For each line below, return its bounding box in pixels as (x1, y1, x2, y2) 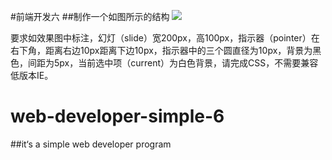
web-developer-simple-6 (10, 105, 225, 128)
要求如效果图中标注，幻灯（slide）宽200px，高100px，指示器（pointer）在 (10, 32, 320, 44)
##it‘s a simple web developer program (10, 138, 172, 150)
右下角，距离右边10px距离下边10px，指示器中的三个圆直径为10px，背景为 (10, 45, 313, 56)
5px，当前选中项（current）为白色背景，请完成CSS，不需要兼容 (53, 57, 319, 69)
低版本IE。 (10, 70, 54, 81)
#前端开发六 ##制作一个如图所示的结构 (10, 11, 170, 22)
